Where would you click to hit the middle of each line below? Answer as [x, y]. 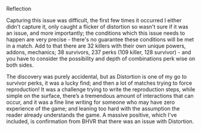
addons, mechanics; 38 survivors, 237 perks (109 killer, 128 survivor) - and [99, 52]
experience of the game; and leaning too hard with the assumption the [93, 108]
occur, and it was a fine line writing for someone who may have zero [91, 102]
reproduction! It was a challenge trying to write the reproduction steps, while [101, 89]
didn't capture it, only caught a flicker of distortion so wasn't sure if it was [97, 27]
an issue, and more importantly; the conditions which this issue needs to [96, 33]
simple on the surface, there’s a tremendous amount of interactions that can [100, 96]
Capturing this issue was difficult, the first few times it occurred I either [94, 20]
